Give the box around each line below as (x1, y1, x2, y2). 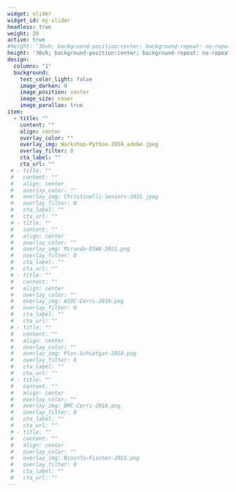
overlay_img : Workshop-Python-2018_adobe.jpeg (20, 141, 159, 148)
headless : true (7, 23, 52, 30)
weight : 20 (7, 30, 39, 37)
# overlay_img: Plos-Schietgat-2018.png (10, 350, 137, 357)
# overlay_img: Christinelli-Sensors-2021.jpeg (10, 193, 159, 200)
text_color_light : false (20, 75, 93, 83)
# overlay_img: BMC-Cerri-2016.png (10, 402, 121, 410)
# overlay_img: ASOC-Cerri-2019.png (10, 298, 124, 305)
